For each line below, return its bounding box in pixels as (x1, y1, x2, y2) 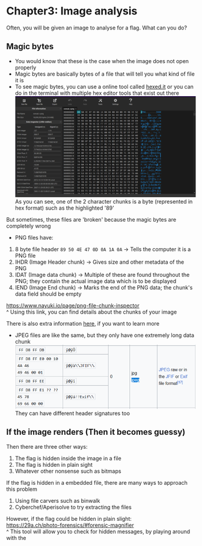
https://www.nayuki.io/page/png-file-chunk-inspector (6, 302, 139, 309)
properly (14, 64, 37, 71)
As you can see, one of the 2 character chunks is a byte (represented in (14, 198, 193, 205)
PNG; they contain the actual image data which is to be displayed (14, 278, 176, 285)
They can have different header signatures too (14, 410, 130, 417)
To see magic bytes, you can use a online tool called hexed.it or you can (14, 83, 194, 90)
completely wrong (6, 222, 51, 229)
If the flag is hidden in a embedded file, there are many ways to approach (6, 479, 188, 486)
